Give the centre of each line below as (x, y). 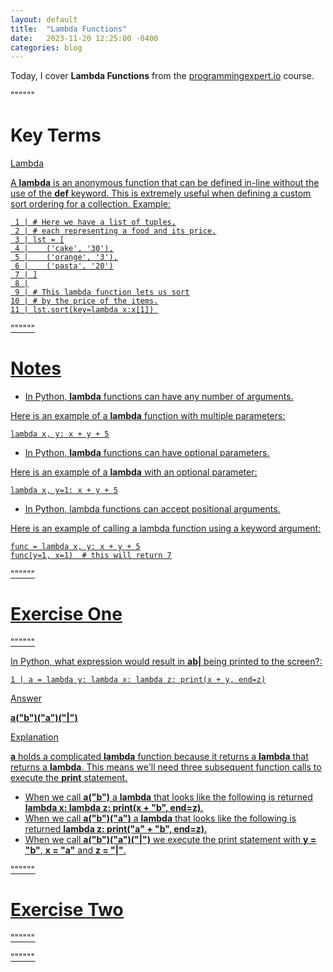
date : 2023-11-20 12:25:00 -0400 (84, 38)
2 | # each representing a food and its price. (115, 231)
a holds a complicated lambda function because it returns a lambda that (159, 757)
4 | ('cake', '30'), (64, 249)
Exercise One (66, 614)
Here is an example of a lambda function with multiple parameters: (148, 416)
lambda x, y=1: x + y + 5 (64, 491)
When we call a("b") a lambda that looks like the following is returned (168, 797)
